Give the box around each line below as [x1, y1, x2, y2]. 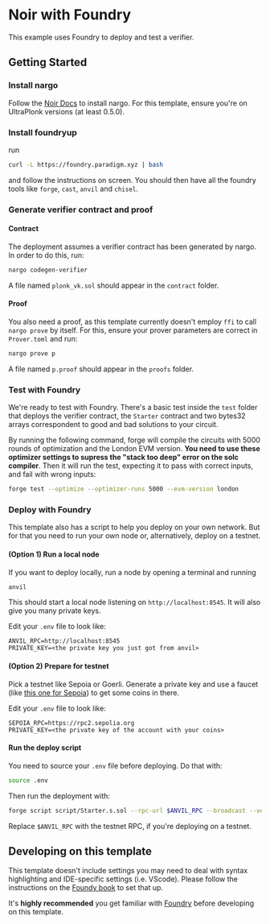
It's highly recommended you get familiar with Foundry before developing [8, 898, 255, 908]
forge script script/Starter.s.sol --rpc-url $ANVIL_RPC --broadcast [8, 806, 247, 814]
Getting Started [8, 56, 88, 69]
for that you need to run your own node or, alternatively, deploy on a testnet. [8, 531, 261, 541]
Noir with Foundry [8, 6, 131, 24]
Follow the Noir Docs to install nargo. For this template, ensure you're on [8, 98, 247, 108]
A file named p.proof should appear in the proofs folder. [8, 364, 194, 374]
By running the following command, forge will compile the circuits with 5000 [8, 435, 261, 445]
